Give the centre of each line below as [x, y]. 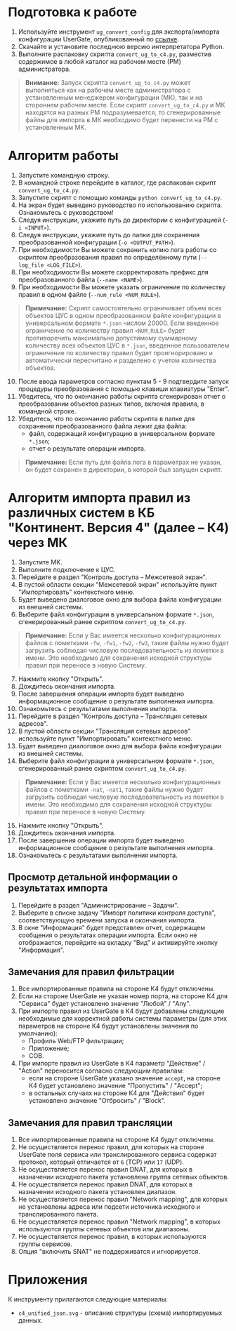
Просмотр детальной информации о [93, 877]
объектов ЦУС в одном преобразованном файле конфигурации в [123, 315]
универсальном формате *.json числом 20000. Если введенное [122, 323]
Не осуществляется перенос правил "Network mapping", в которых [119, 1221]
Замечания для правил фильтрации [91, 972]
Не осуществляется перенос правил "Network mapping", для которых [123, 1199]
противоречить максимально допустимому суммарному [111, 338]
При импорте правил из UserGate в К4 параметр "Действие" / [112, 1064]
